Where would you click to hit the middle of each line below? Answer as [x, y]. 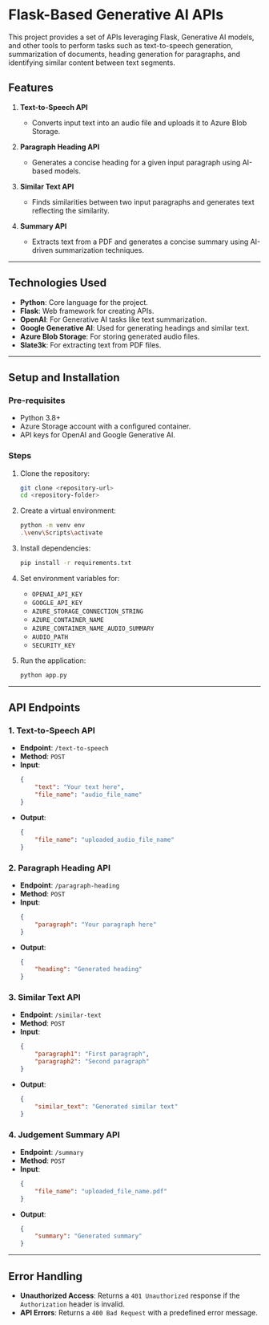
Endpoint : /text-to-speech [64, 748]
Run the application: [53, 660]
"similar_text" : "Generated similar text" [106, 1106]
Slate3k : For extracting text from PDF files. [90, 345]
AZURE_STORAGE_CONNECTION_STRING [88, 612]
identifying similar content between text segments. [92, 63]
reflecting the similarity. [70, 210]
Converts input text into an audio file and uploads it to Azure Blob [139, 123]
